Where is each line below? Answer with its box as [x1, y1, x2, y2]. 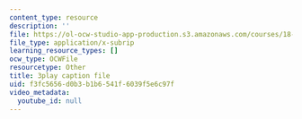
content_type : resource [9, 13, 99, 22]
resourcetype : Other [9, 64, 87, 72]
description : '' [9, 21, 70, 30]
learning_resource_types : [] [9, 47, 119, 55]
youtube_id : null [17, 96, 83, 106]
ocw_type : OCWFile [9, 55, 78, 64]
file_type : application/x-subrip [9, 38, 135, 47]
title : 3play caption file [9, 72, 111, 81]
